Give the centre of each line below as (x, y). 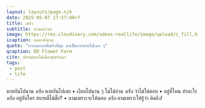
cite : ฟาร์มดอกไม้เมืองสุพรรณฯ (36, 57)
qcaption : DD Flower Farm (39, 52)
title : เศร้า (20, 23)
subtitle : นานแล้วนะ (30, 29)
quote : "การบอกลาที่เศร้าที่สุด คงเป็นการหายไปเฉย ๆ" (57, 46)
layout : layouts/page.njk (39, 12)
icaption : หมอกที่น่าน (30, 40)
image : (15, 35)
